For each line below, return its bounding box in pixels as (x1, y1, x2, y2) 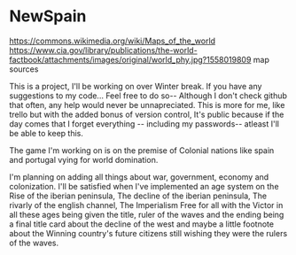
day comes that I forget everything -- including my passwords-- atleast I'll (9, 118, 280, 129)
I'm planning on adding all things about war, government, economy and (9, 171, 269, 182)
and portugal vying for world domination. (9, 154, 159, 165)
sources (9, 64, 39, 74)
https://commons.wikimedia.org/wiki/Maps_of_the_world (9, 35, 215, 46)
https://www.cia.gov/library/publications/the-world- (9, 44, 198, 55)
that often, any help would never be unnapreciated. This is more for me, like (9, 99, 285, 110)
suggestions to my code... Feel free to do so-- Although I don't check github (9, 90, 288, 101)
